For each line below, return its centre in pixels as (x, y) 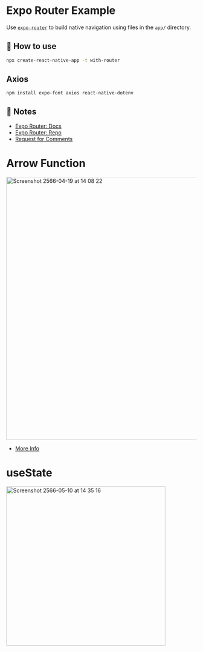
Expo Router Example (61, 11)
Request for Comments (44, 139)
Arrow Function (46, 163)
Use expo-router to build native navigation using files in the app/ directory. (99, 27)
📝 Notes (21, 112)
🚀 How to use (31, 46)
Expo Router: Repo (38, 133)
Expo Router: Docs (38, 126)
